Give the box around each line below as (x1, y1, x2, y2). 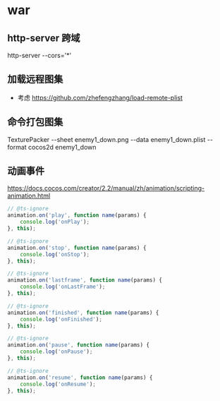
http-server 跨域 (7, 32, 80, 44)
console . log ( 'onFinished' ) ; (20, 316, 102, 323)
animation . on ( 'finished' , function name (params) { (7, 309, 159, 316)
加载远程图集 (7, 73, 63, 85)
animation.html (7, 191, 51, 200)
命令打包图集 (7, 116, 63, 128)
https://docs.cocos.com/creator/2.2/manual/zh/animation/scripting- (7, 184, 205, 193)
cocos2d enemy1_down (28, 143, 97, 151)
